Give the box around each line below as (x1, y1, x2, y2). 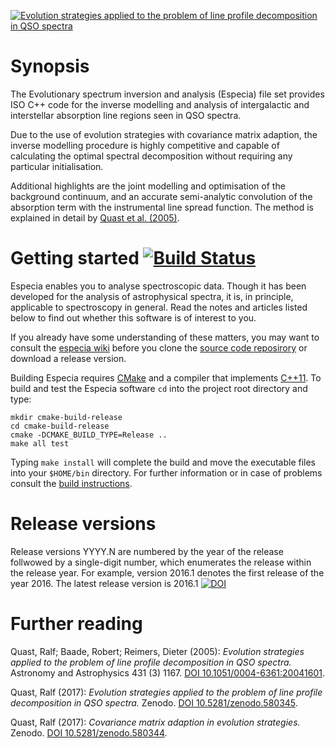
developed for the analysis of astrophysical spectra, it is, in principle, (10, 290, 294, 302)
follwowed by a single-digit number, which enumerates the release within (10, 556, 312, 568)
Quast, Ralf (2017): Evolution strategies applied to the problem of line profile (10, 686, 323, 698)
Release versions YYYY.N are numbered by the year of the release (10, 545, 284, 557)
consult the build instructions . (10, 477, 133, 489)
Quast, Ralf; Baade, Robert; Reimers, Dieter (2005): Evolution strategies (10, 645, 305, 657)
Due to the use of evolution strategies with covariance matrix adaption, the (10, 128, 318, 140)
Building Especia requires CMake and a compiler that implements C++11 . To (10, 371, 322, 384)
